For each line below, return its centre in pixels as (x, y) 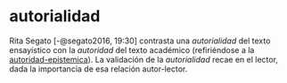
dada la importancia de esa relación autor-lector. (98, 69)
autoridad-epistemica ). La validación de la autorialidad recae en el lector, (144, 59)
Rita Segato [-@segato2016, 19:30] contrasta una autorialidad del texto (140, 41)
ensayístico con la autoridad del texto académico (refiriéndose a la (132, 49)
